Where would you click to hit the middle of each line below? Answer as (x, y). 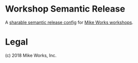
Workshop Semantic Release (65, 9)
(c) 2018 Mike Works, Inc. (31, 55)
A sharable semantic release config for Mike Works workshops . (69, 22)
